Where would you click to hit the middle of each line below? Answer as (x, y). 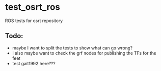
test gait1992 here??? (34, 63)
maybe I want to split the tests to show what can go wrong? (72, 47)
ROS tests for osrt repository (34, 21)
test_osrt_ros (33, 7)
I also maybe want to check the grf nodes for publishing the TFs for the (84, 53)
